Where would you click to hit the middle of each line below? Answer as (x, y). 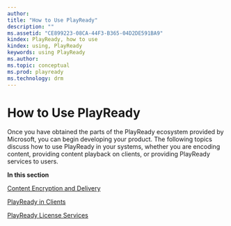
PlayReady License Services (48, 216)
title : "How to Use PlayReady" (53, 20)
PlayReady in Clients (37, 202)
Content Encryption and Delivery (54, 188)
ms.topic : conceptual (39, 65)
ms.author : (23, 59)
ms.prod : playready (35, 72)
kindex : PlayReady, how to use (53, 40)
